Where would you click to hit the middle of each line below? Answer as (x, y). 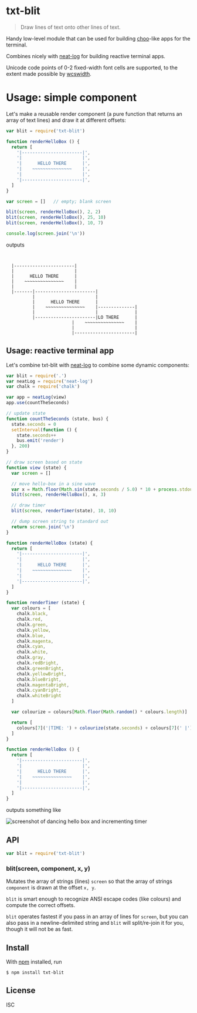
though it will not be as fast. (40, 929)
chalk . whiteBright (39, 696)
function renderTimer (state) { (45, 603)
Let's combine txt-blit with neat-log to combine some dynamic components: (98, 365)
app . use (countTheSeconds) (38, 403)
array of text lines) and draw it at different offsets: (66, 120)
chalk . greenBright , (40, 668)
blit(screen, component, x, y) (48, 868)
